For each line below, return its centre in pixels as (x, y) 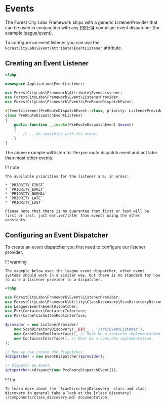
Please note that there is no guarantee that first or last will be (77, 211)
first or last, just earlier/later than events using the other (73, 216)
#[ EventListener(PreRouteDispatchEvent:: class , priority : (66, 111)
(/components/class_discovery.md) (41, 398)
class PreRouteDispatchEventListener (44, 116)
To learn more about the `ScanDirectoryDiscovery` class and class (76, 389)
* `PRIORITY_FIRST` (25, 185)
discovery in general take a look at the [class (56, 393)
